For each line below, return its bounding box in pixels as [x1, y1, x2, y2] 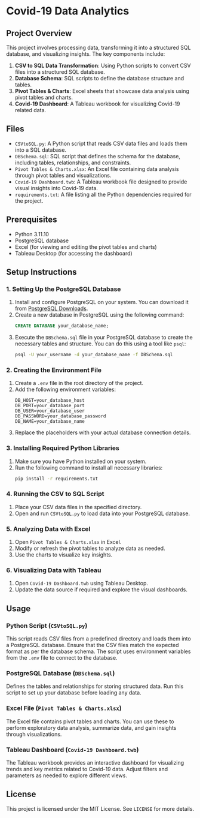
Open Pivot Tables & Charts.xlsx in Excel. [14, 539, 122, 546]
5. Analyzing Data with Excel [6, 525, 91, 533]
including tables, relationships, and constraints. [14, 159, 131, 166]
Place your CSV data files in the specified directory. [14, 503, 142, 510]
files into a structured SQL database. [14, 68, 106, 76]
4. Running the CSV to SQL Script [6, 490, 104, 498]
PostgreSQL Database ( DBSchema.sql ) [6, 669, 115, 678]
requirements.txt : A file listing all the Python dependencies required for [14, 191, 192, 198]
